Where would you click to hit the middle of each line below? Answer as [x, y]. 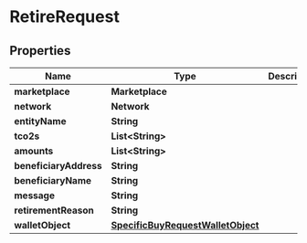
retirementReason [54, 210]
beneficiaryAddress [58, 166]
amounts [34, 151]
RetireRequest [65, 17]
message [34, 195]
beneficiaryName [53, 180]
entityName [40, 121]
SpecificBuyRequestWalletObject [185, 225]
